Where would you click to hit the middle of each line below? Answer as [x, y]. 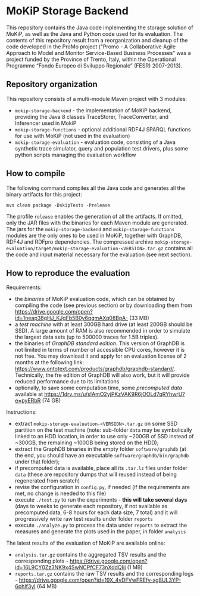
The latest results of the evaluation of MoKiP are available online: [86, 543]
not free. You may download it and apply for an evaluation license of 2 [101, 356]
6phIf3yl [25, 586]
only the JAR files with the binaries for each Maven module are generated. [97, 223]
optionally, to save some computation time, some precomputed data [99, 388]
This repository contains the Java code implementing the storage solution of [100, 27]
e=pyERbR [28, 401]
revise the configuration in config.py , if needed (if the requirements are [102, 487]
